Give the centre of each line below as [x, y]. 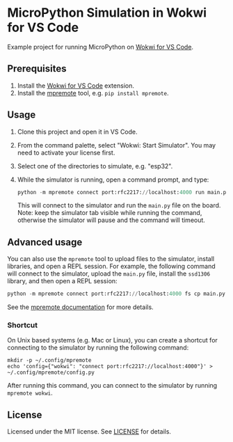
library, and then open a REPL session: [62, 281]
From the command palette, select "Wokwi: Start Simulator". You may [116, 145]
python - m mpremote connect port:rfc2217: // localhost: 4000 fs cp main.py [116, 294]
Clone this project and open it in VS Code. [77, 132]
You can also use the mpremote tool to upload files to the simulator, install [111, 259]
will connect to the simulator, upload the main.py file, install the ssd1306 [109, 274]
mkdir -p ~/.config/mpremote [49, 361]
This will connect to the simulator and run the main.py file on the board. [119, 205]
